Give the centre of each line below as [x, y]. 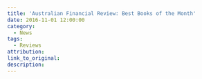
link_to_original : [34, 58]
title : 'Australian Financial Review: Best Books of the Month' [102, 13]
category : [21, 26]
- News [23, 33]
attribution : [26, 52]
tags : [15, 39]
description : [26, 65]
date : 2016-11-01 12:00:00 [46, 20]
